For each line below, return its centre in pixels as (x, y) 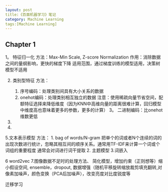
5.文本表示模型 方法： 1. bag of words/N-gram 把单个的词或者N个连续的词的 (83, 138)
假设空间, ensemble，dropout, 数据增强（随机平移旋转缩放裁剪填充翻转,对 (86, 167)
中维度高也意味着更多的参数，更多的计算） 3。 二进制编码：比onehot (91, 110)
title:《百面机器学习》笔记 (31, 15)
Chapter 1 (21, 44)
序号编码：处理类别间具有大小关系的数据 (62, 91)
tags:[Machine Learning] (31, 24)
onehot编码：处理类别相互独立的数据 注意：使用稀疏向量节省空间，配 (92, 98)
